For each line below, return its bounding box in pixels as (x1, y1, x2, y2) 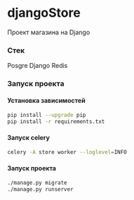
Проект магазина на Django (7, 28, 91, 36)
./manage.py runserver (7, 186, 74, 193)
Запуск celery (7, 133, 51, 141)
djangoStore (7, 5, 81, 21)
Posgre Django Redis (7, 62, 68, 70)
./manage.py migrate (7, 180, 68, 187)
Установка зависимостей (7, 96, 86, 104)
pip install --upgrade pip (7, 112, 86, 119)
